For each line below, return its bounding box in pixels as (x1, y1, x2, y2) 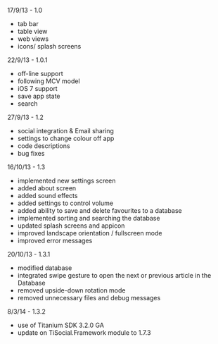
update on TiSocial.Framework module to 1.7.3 (17, 328, 151, 337)
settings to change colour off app (17, 134, 115, 142)
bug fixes (17, 149, 45, 157)
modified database (17, 264, 72, 272)
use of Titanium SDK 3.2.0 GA (17, 321, 104, 329)
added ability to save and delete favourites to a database (17, 207, 182, 214)
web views (17, 35, 49, 43)
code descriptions (17, 142, 70, 150)
